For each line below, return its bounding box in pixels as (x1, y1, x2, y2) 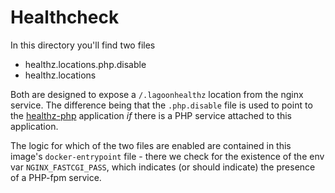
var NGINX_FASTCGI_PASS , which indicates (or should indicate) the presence (10, 161, 316, 173)
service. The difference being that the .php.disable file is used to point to (10, 99, 313, 111)
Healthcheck (10, 6, 120, 29)
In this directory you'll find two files (10, 39, 156, 51)
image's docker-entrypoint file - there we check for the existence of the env (10, 150, 325, 162)
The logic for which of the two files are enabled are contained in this (10, 139, 292, 151)
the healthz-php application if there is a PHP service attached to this (10, 109, 292, 121)
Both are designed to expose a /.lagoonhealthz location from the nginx (10, 88, 304, 100)
